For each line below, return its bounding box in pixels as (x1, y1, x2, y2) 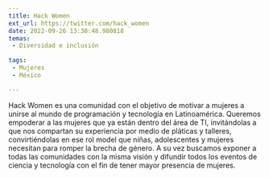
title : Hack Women (8, 11, 70, 20)
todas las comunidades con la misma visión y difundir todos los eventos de (8, 151, 258, 161)
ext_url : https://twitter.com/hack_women (8, 19, 150, 27)
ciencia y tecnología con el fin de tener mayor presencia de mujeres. (8, 160, 236, 170)
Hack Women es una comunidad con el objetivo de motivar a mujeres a (8, 100, 245, 110)
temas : (8, 34, 31, 43)
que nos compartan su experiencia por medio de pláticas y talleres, (8, 126, 232, 135)
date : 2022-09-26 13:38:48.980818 (8, 27, 125, 35)
